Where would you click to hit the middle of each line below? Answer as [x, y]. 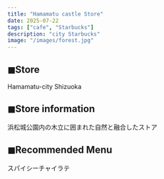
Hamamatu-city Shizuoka [45, 86]
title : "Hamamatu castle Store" [55, 14]
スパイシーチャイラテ [39, 168]
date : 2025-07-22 [33, 21]
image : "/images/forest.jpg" [51, 41]
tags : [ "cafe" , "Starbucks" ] [51, 27]
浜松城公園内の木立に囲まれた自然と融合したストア [82, 127]
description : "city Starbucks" [54, 34]
